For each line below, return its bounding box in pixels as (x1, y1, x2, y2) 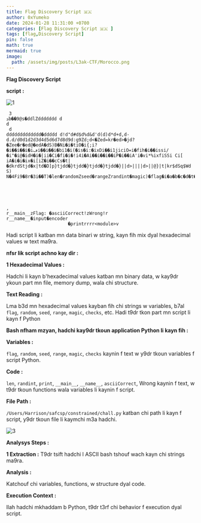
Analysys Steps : (6, 439, 50, 446)
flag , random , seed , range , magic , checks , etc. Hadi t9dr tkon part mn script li (6, 309, 191, 316)
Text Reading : (6, 291, 43, 298)
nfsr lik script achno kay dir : (6, 249, 79, 256)
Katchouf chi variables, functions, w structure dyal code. (6, 480, 146, 487)
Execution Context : (6, 492, 57, 499)
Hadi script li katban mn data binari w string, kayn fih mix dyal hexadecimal (6, 231, 191, 238)
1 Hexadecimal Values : (6, 261, 65, 268)
